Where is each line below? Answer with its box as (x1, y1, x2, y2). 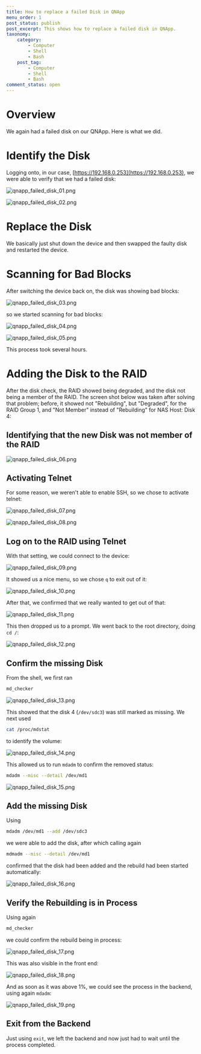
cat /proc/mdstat (6, 726, 50, 732)
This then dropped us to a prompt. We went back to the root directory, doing (6, 622, 196, 630)
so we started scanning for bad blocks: (6, 310, 104, 318)
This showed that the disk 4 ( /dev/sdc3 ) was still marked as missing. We (6, 708, 185, 715)
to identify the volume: (6, 737, 62, 744)
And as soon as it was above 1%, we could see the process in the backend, (6, 983, 193, 990)
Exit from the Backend (6, 1018, 91, 1029)
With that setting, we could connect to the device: (6, 552, 130, 560)
